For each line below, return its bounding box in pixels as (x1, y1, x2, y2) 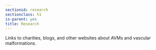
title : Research (5, 21, 39, 26)
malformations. (5, 40, 37, 46)
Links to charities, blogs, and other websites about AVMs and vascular (5, 35, 151, 41)
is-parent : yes (5, 16, 37, 21)
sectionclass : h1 (5, 12, 42, 17)
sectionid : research (5, 7, 49, 12)
